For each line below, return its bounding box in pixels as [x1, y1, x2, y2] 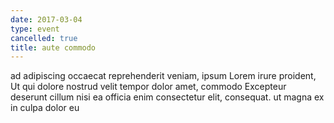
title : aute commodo [10, 42, 97, 53]
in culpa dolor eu [10, 102, 80, 114]
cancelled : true [10, 33, 78, 43]
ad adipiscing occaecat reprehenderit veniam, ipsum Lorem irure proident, [10, 70, 317, 82]
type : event [10, 24, 60, 34]
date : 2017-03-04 [10, 14, 83, 25]
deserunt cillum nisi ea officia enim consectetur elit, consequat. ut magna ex [10, 91, 325, 103]
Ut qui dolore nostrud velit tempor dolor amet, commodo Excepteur [10, 81, 287, 93]
